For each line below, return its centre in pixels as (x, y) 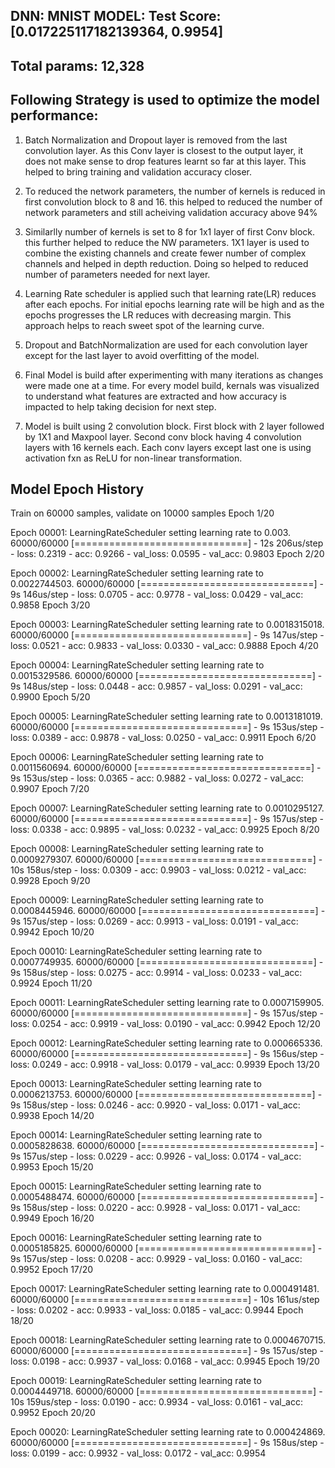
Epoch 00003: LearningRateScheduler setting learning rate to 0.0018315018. (167, 625)
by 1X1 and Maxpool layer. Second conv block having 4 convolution (163, 436)
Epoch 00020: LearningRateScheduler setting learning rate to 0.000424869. (168, 1432)
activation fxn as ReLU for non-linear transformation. (133, 458)
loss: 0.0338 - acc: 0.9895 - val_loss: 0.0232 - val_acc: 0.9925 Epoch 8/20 (165, 830)
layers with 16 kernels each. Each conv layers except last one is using (168, 447)
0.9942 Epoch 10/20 (52, 932)
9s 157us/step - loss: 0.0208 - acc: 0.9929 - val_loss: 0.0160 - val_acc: (156, 1259)
